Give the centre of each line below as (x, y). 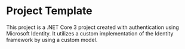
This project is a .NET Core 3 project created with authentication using (92, 27)
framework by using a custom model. (52, 40)
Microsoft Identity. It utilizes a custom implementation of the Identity (90, 33)
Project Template (49, 11)
